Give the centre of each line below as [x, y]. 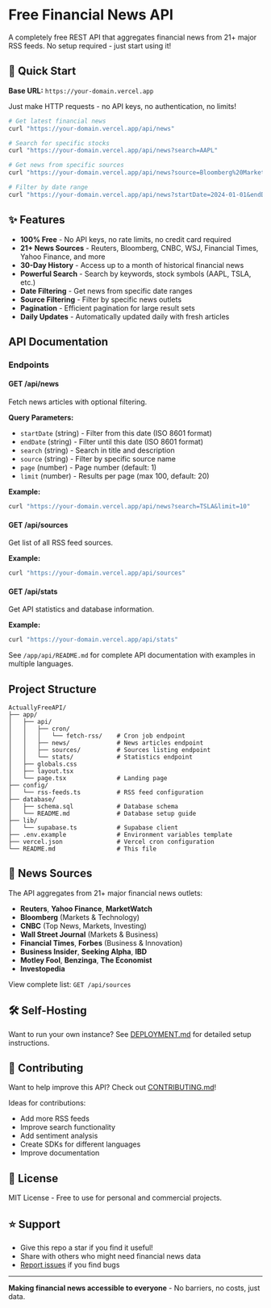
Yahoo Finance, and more [63, 257]
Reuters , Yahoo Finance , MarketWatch [86, 909]
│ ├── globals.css [43, 764]
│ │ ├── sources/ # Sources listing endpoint [110, 750]
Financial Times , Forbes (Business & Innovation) [101, 942]
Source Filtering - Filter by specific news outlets [101, 299]
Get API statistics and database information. [81, 609]
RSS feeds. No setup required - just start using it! [90, 45]
